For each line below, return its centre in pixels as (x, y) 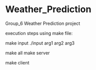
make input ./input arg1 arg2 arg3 (40, 43)
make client (17, 62)
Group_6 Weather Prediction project (43, 23)
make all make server (27, 53)
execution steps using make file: (39, 33)
